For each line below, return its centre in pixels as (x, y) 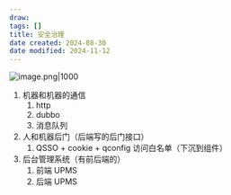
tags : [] (26, 26)
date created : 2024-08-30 (58, 43)
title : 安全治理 (37, 34)
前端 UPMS (57, 171)
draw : (19, 18)
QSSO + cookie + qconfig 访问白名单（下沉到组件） (131, 148)
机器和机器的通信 (54, 95)
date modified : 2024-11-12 (60, 51)
